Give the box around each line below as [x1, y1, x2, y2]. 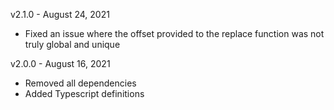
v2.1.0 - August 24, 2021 [10, 9, 110, 20]
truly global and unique [24, 39, 121, 50]
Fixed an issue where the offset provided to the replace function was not [24, 28, 325, 39]
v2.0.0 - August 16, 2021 [10, 58, 111, 69]
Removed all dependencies [24, 77, 137, 89]
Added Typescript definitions [24, 88, 145, 99]
